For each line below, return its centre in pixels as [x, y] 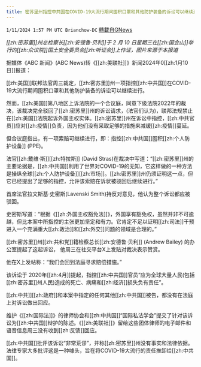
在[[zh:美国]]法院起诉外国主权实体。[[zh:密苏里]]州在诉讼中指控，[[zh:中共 [98, 118]
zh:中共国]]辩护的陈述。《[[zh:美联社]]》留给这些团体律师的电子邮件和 [106, 323]
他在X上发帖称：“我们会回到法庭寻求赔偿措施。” [64, 262]
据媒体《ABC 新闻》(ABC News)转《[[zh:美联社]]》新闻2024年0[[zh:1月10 [97, 62]
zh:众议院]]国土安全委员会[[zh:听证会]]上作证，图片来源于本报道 [99, 50]
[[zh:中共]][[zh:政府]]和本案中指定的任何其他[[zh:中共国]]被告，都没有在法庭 [100, 295]
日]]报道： [19, 70]
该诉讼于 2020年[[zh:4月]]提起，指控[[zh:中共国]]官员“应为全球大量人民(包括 [100, 275]
